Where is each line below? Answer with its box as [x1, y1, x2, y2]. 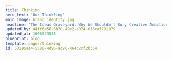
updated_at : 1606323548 [5, 31, 56, 36]
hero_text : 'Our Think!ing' [5, 12, 66, 17]
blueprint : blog [5, 36, 40, 42]
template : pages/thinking [5, 41, 60, 46]
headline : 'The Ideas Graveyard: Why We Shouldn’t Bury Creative [5, 22, 147, 27]
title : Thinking [5, 7, 40, 13]
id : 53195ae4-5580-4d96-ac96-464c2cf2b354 [5, 46, 97, 51]
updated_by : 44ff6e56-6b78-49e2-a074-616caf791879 [5, 27, 116, 32]
